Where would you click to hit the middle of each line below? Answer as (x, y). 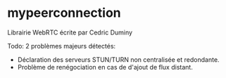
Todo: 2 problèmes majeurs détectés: (62, 46)
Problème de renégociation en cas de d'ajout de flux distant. (105, 67)
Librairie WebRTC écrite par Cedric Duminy (70, 32)
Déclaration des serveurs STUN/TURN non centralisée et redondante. (118, 59)
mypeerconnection (64, 13)
